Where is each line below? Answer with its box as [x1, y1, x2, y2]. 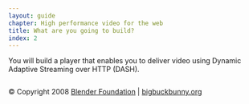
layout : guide [8, 11, 56, 20]
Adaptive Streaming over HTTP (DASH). [8, 65, 140, 74]
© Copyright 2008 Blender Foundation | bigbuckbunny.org [8, 87, 202, 97]
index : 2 [8, 34, 38, 42]
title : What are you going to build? [8, 26, 135, 34]
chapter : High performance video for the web [8, 19, 163, 27]
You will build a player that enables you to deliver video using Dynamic [8, 56, 242, 66]
